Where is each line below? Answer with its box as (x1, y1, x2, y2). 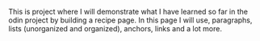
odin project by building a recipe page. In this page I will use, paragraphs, (8, 15, 253, 25)
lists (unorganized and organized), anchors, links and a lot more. (8, 24, 222, 33)
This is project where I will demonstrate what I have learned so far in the (8, 7, 249, 16)
